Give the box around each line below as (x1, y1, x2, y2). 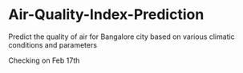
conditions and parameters (8, 40, 98, 49)
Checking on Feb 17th (8, 56, 80, 65)
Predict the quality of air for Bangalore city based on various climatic (8, 32, 235, 41)
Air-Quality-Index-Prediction (8, 6, 205, 24)
